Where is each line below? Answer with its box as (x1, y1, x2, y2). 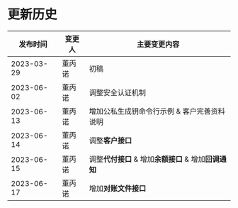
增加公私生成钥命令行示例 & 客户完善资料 (89, 106, 225, 116)
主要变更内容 (137, 39, 180, 49)
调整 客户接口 (89, 136, 132, 146)
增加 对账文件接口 (89, 183, 147, 193)
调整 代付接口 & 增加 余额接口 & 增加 (89, 154, 205, 164)
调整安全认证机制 (89, 87, 147, 97)
